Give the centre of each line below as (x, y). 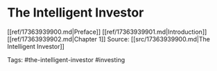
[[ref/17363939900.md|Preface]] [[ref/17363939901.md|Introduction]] (107, 32)
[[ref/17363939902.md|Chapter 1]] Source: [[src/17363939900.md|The (108, 39)
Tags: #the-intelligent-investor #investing (66, 59)
